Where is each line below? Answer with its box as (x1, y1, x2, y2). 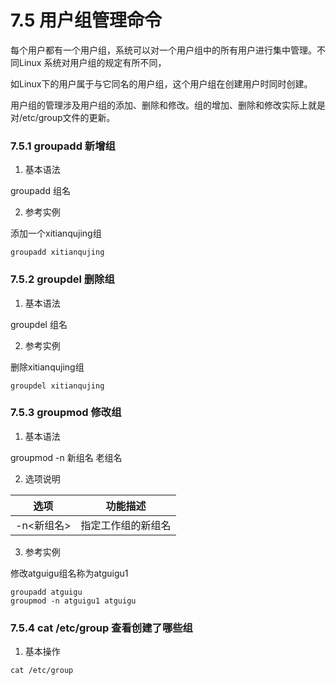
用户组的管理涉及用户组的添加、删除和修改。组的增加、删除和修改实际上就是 (10, 99, 326, 111)
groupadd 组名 (10, 185, 71, 197)
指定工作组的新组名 (80, 518, 172, 532)
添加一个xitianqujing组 (10, 227, 102, 240)
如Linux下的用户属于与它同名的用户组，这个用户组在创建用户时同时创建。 (10, 77, 313, 90)
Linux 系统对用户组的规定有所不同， (18, 56, 167, 68)
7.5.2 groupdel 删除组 (10, 272, 115, 286)
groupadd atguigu (10, 587, 83, 597)
